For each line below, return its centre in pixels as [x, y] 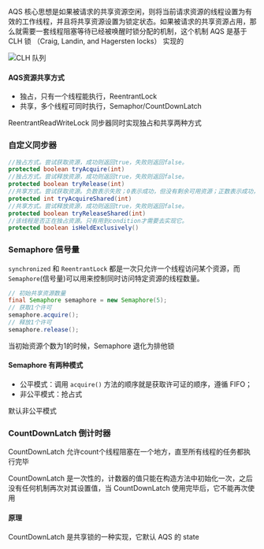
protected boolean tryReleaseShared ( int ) [77, 213]
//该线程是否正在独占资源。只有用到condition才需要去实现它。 [98, 221]
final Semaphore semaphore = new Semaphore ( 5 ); [88, 300]
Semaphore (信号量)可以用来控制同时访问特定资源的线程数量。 [106, 278]
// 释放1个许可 [30, 323]
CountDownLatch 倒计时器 [59, 433]
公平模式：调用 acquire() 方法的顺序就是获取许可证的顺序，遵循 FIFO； [136, 384]
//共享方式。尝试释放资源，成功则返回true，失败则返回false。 [98, 206]
